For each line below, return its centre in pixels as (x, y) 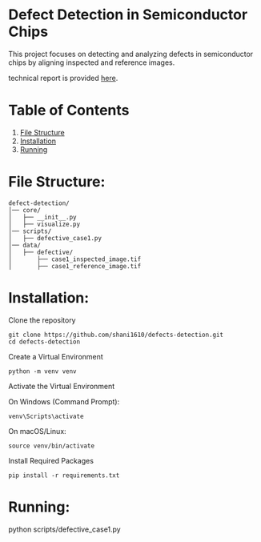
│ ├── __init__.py (43, 217)
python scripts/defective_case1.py (65, 529)
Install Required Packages (51, 460)
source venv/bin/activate (51, 446)
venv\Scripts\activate (46, 416)
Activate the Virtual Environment (62, 386)
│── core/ (25, 210)
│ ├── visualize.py (44, 224)
